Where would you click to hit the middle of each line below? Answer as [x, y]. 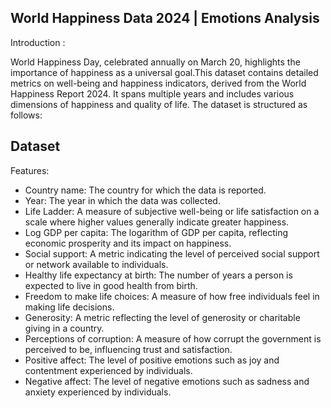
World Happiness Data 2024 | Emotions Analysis [165, 18]
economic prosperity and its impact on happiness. [128, 243]
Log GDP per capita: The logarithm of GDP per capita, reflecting [156, 232]
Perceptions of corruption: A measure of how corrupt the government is [173, 338]
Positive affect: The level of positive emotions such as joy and [152, 360]
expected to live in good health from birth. [111, 285]
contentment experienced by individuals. [108, 370]
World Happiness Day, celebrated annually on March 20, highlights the [155, 62]
